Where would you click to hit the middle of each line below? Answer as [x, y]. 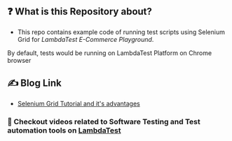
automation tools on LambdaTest [64, 130]
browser [19, 60]
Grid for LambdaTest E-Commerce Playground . [86, 39]
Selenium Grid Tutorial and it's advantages [79, 103]
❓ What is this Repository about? [80, 12]
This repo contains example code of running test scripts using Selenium [121, 32]
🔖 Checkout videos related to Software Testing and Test [104, 121]
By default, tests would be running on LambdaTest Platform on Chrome [110, 53]
